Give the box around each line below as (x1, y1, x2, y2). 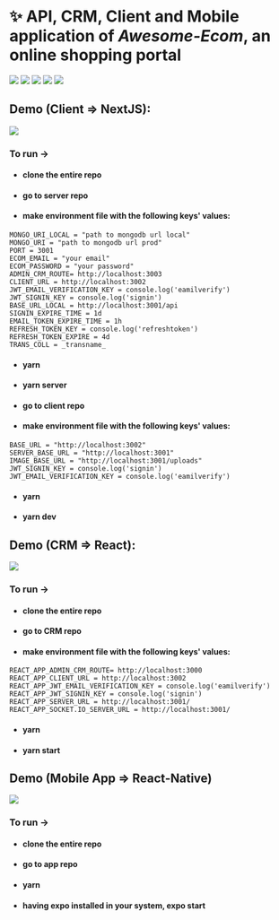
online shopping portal (9, 45, 182, 65)
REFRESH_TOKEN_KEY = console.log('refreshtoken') (9, 325, 199, 334)
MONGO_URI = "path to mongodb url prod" (9, 239, 163, 247)
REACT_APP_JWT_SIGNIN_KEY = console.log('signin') (9, 690, 203, 699)
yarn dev (22, 511, 57, 522)
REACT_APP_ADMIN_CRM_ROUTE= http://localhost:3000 (9, 666, 203, 675)
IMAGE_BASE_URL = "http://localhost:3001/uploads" (9, 456, 203, 465)
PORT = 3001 (9, 247, 54, 256)
